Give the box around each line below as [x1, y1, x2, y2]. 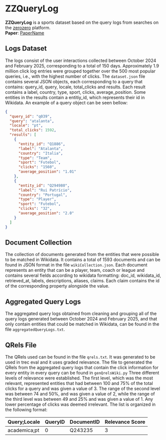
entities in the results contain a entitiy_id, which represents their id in [5, 94, 145, 100]
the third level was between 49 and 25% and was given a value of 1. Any [5, 396, 154, 402]
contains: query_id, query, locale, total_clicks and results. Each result [5, 84, 146, 90]
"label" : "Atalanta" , [18, 146, 63, 151]
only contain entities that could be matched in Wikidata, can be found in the [5, 321, 160, 327]
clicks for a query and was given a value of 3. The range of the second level [5, 385, 160, 391]
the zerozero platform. [5, 24, 51, 30]
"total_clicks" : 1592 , [9, 127, 56, 133]
